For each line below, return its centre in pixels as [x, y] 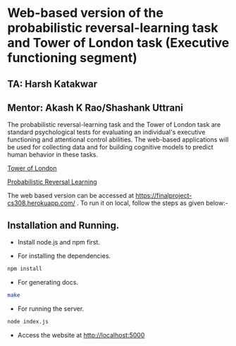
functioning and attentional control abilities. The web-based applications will [118, 140]
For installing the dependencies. [64, 256]
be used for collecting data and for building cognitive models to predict [110, 147]
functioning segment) [72, 58]
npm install [25, 269]
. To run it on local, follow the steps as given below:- [153, 203]
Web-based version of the [86, 13]
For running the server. [51, 309]
